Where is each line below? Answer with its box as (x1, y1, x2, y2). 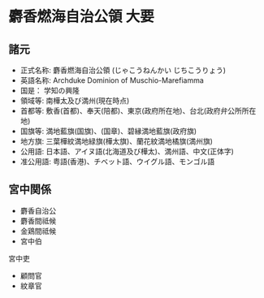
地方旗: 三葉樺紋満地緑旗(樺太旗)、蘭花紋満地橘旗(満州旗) (19, 136, 214, 146)
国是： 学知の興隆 (19, 86, 80, 95)
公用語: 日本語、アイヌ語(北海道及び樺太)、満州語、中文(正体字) (19, 147, 234, 156)
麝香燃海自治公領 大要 (8, 7, 154, 26)
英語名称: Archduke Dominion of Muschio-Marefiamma (19, 76, 205, 85)
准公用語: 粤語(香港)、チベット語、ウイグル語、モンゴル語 (19, 157, 215, 166)
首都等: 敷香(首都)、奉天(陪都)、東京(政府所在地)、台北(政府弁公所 (19, 106, 242, 115)
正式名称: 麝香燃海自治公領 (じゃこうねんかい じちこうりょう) (19, 66, 226, 75)
